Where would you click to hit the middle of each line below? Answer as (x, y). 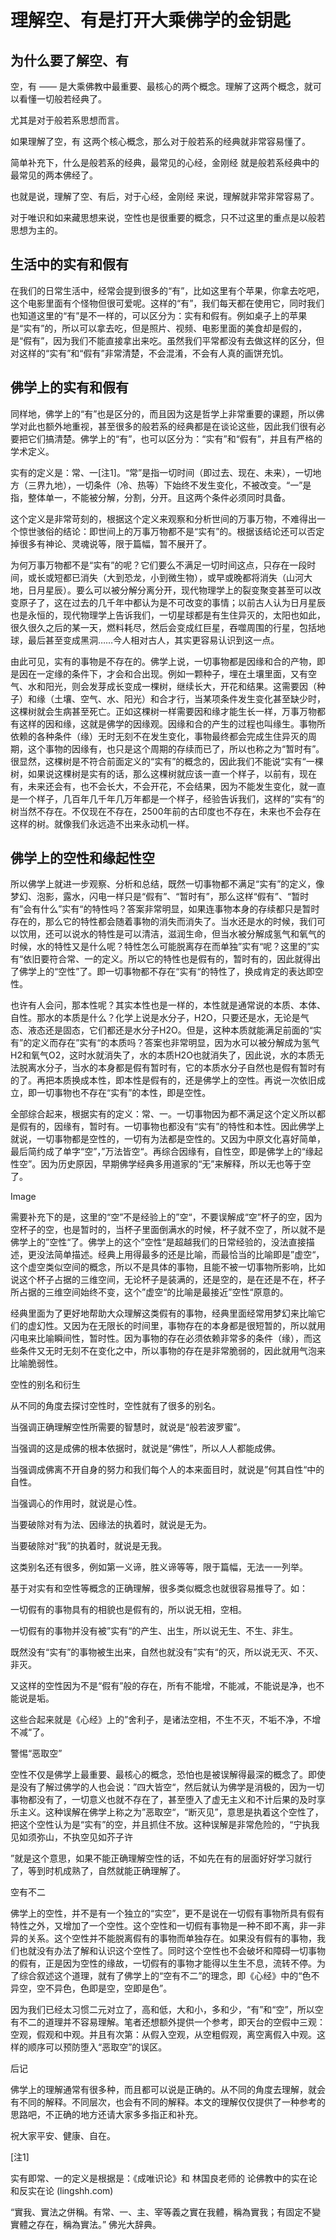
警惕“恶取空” (36, 1753)
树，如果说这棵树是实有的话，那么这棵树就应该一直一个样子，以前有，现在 (163, 773)
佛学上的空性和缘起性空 (82, 858)
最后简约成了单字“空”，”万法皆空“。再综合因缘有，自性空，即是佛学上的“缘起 (166, 1152)
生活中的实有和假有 (69, 264)
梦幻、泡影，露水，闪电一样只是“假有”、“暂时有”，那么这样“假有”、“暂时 (160, 897)
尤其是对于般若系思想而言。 (67, 120)
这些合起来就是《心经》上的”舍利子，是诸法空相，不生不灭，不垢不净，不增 (166, 1720)
